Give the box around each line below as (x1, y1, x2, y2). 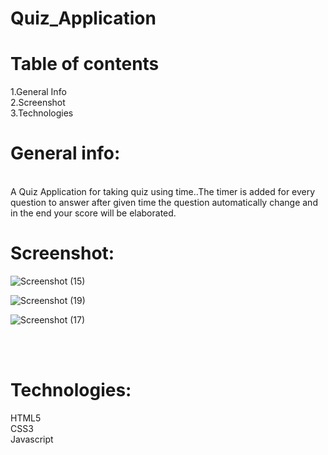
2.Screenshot (10, 97, 66, 109)
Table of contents (10, 53, 160, 76)
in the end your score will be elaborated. (10, 207, 177, 219)
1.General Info (10, 86, 67, 98)
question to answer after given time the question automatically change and (10, 197, 318, 209)
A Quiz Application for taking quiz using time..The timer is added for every (10, 186, 316, 198)
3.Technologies (10, 107, 74, 119)
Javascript (10, 433, 54, 445)
